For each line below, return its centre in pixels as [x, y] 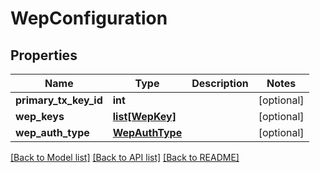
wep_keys [40, 116]
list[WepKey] [144, 116]
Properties [44, 55]
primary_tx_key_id [59, 100]
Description [220, 83]
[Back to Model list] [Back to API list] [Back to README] [125, 157]
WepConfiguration [89, 18]
